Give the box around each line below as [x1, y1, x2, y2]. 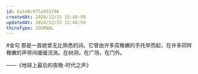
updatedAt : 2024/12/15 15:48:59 [6, 19, 86, 25]
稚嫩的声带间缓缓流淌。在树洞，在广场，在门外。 [6, 49, 125, 56]
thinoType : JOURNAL [6, 25, 54, 31]
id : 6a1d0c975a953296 [6, 8, 60, 15]
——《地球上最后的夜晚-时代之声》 [6, 62, 92, 69]
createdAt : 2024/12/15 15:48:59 [6, 14, 86, 20]
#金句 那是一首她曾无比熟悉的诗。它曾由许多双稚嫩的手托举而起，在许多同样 [6, 42, 192, 49]
